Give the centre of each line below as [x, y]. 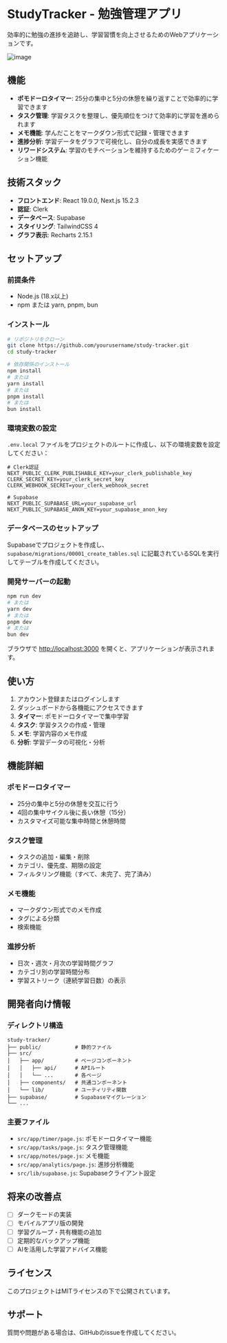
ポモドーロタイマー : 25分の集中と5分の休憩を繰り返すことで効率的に [115, 98]
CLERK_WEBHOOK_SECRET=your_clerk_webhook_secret [78, 486]
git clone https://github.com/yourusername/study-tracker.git [98, 345]
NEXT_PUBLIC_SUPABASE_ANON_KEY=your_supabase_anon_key [87, 510]
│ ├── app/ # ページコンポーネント [70, 1061]
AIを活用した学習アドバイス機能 [62, 1249]
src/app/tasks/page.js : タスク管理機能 [73, 1147]
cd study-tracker [32, 352]
